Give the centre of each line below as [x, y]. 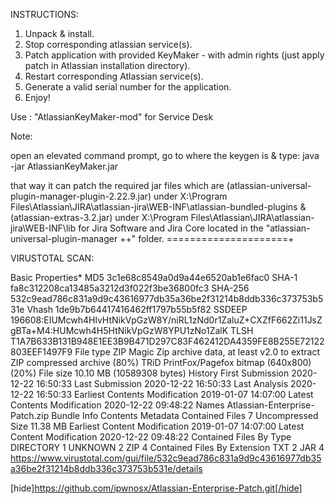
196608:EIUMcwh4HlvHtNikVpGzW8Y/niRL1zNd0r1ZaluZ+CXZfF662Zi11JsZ [166, 320]
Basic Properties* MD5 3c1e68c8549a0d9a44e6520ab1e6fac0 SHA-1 [154, 277]
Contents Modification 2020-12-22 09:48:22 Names [117, 405]
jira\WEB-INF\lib [43, 228]
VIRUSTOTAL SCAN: [52, 258]
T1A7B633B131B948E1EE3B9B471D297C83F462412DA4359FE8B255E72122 [167, 341]
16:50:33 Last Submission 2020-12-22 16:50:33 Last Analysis [162, 383]
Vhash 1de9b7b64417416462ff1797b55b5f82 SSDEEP [137, 309]
